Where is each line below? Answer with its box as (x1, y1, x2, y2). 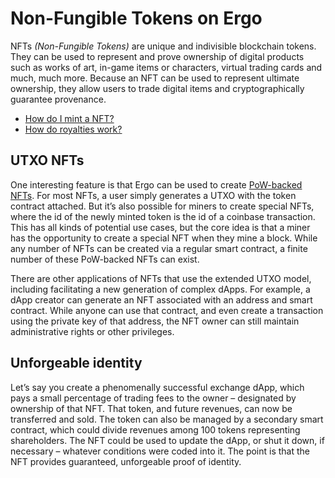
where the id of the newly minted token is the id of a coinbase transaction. (10, 210, 316, 222)
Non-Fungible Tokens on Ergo (10, 7, 263, 30)
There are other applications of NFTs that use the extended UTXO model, (10, 272, 312, 284)
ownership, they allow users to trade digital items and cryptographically (10, 82, 305, 94)
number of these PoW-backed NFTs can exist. (10, 253, 200, 265)
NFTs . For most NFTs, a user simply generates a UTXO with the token (10, 189, 297, 201)
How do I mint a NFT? (24, 112, 115, 124)
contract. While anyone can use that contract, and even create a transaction (10, 304, 324, 316)
